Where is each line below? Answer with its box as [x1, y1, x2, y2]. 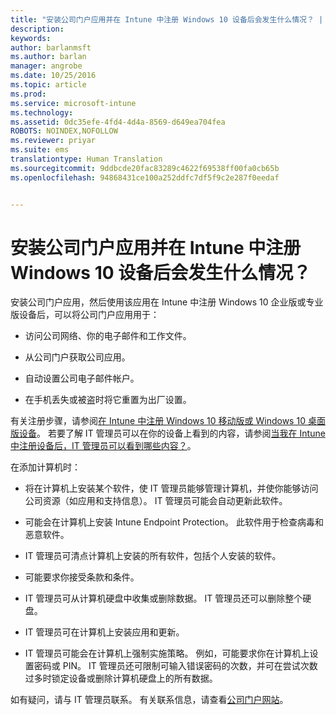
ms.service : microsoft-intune [10, 98, 137, 108]
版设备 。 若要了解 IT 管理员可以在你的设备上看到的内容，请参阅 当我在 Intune [10, 427, 326, 440]
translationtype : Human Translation [10, 154, 163, 164]
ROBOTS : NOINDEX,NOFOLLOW [10, 126, 118, 136]
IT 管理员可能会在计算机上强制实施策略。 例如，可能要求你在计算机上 [24, 647, 310, 660]
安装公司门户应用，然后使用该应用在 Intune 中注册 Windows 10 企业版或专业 [10, 296, 324, 308]
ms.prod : [10, 89, 47, 99]
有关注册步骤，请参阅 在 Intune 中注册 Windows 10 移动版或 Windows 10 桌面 [10, 415, 326, 427]
